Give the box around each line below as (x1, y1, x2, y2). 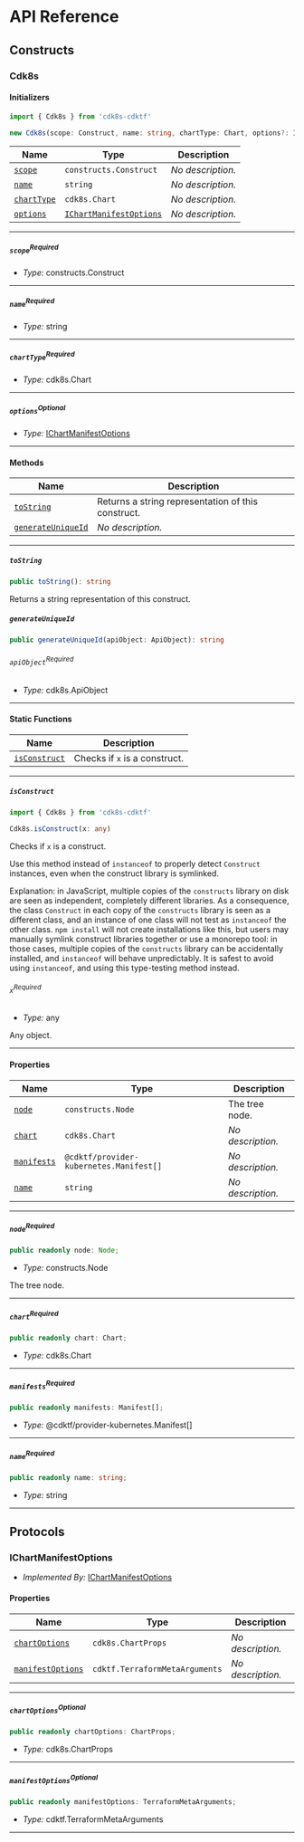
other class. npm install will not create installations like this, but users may (9, 923, 290, 934)
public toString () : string (9, 577, 111, 587)
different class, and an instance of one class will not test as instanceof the (9, 914, 287, 925)
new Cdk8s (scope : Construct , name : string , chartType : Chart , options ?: (9, 129, 290, 138)
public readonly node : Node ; (9, 1246, 119, 1255)
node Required (9, 1222, 55, 1234)
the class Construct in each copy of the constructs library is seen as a (9, 904, 271, 915)
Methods (9, 457, 44, 468)
